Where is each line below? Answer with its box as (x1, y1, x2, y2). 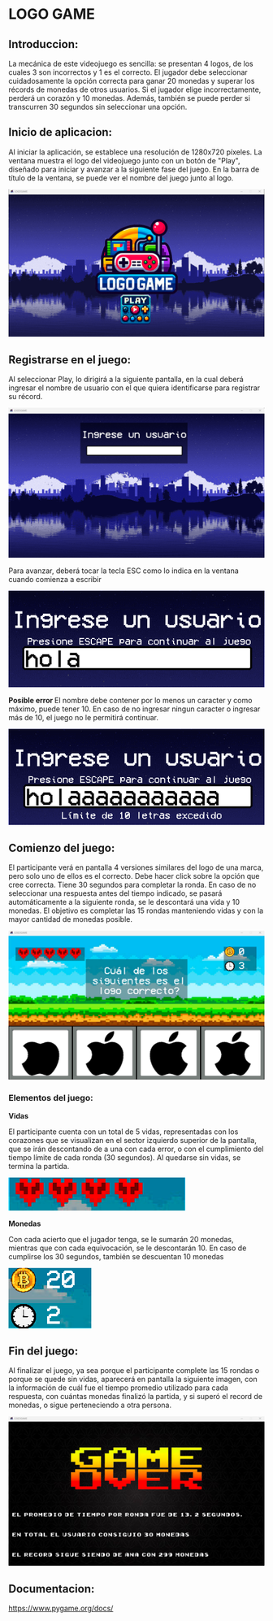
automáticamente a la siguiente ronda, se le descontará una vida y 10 (8, 897, 240, 906)
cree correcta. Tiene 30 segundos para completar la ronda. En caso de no (8, 880, 257, 889)
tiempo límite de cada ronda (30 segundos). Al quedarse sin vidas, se (8, 1152, 241, 1163)
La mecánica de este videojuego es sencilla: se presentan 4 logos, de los (8, 59, 253, 68)
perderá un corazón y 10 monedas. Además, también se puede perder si (8, 93, 250, 102)
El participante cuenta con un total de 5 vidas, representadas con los (8, 1127, 239, 1136)
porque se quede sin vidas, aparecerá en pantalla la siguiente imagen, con (8, 1375, 258, 1384)
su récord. (8, 392, 43, 402)
